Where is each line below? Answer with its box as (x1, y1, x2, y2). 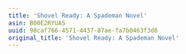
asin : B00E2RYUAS (8, 19, 66, 27)
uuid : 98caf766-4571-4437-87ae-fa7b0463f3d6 (8, 26, 158, 34)
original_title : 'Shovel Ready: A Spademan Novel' (8, 33, 180, 42)
